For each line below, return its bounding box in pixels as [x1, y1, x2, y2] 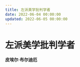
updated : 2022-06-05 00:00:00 [5, 16, 68, 21]
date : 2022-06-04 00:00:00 [5, 12, 61, 17]
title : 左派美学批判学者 [5, 7, 51, 12]
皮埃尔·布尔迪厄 [5, 57, 37, 63]
